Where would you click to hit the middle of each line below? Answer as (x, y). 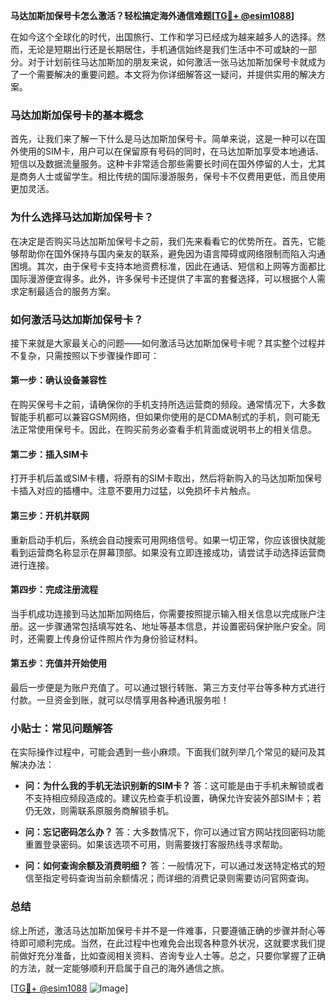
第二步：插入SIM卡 (49, 454)
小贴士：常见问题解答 (61, 728)
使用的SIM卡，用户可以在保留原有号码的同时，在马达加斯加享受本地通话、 (171, 151)
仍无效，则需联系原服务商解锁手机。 (99, 811)
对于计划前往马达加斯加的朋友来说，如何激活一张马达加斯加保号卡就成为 (176, 62)
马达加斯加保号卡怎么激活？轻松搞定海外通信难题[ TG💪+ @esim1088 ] (152, 15)
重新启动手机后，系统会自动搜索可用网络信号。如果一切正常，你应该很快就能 (168, 540)
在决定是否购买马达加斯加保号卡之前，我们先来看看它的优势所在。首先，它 (163, 241)
